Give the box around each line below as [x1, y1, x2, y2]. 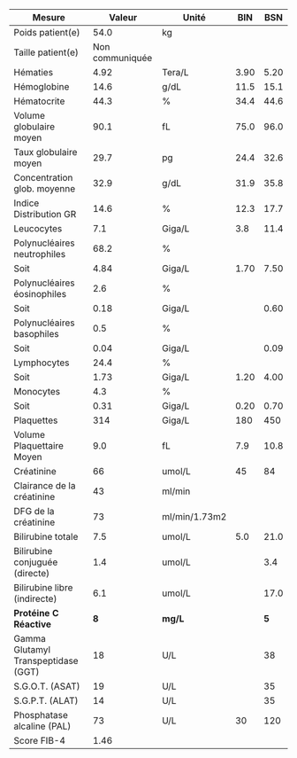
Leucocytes [13, 223, 63, 234]
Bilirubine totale [13, 531, 79, 543]
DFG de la [13, 505, 55, 517]
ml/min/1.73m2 [162, 511, 227, 522]
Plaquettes [13, 414, 58, 426]
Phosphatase [13, 709, 69, 721]
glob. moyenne [13, 183, 76, 194]
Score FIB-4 [13, 735, 66, 746]
